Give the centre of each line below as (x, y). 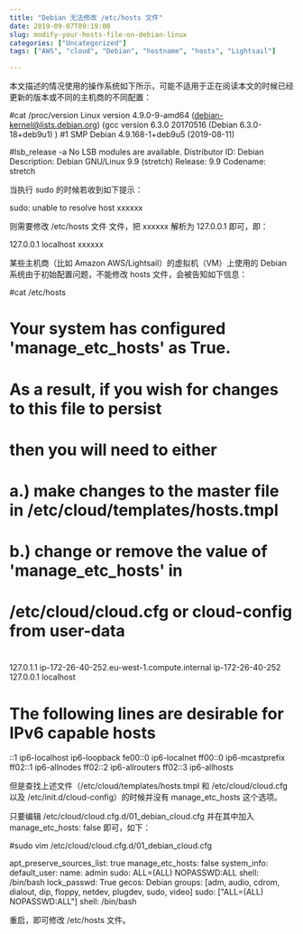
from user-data (68, 631)
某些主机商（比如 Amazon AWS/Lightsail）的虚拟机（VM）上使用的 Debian (148, 264)
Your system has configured (118, 329)
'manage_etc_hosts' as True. (120, 348)
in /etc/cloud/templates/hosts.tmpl (144, 510)
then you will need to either (114, 450)
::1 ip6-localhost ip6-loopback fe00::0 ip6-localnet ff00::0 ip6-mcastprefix (147, 758)
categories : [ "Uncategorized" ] (68, 43)
